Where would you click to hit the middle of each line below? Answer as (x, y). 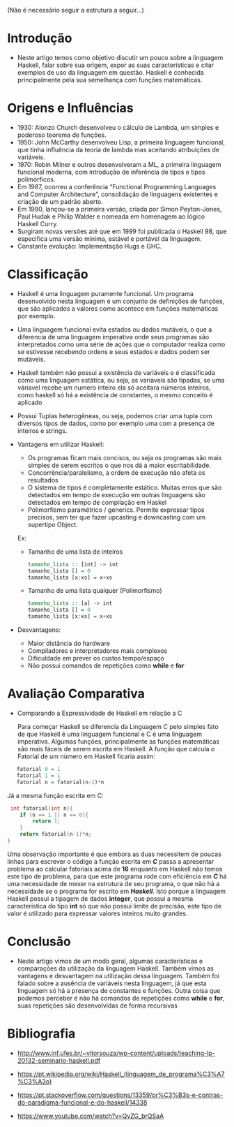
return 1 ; (46, 821)
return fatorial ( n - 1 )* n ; (56, 834)
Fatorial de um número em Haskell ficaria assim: (86, 756)
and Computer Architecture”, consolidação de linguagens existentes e (117, 194)
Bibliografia (41, 1033)
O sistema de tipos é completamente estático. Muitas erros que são (125, 487)
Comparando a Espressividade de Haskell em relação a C (100, 713)
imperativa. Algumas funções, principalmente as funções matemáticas (118, 742)
